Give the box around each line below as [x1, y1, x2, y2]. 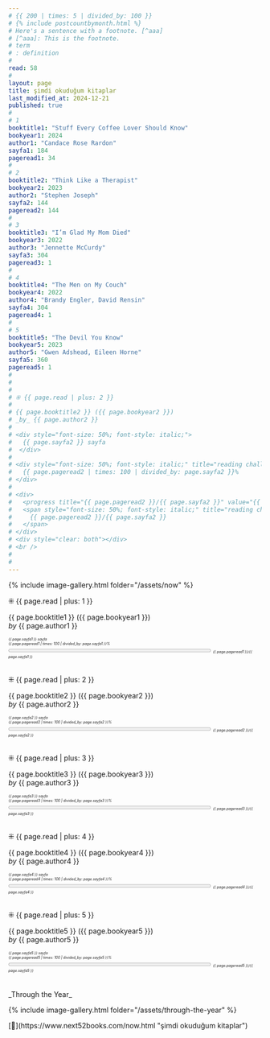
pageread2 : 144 [8, 206, 59, 214]
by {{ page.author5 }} [8, 934, 80, 944]
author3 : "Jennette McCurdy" [8, 244, 106, 252]
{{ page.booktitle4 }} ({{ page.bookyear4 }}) [8, 847, 154, 857]
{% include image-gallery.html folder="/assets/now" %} [8, 580, 194, 590]
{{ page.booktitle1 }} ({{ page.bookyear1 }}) [8, 612, 151, 622]
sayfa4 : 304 [8, 303, 48, 311]
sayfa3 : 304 [8, 251, 48, 259]
